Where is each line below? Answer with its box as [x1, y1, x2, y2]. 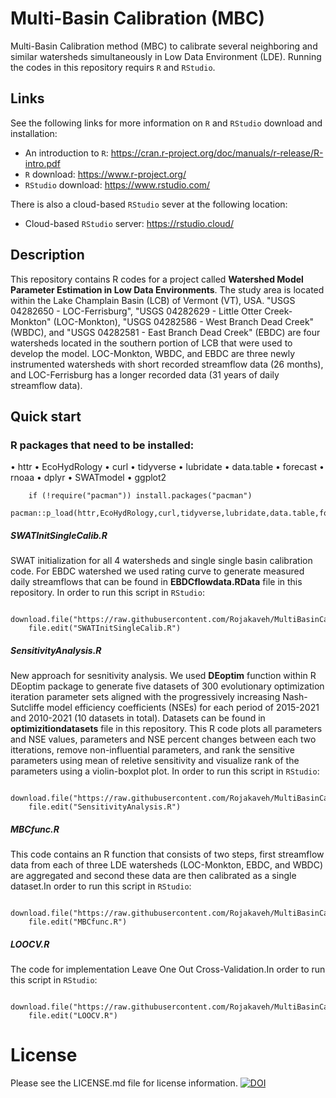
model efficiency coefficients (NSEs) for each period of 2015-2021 [46, 702, 320, 714]
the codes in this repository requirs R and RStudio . [10, 61, 216, 73]
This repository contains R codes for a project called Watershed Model [10, 273, 304, 285]
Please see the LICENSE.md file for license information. [10, 1077, 238, 1089]
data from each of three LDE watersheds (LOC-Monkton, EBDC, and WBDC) [10, 859, 324, 871]
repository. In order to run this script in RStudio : [10, 587, 205, 599]
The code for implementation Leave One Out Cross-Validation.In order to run [10, 963, 326, 976]
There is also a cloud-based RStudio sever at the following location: [10, 198, 288, 210]
